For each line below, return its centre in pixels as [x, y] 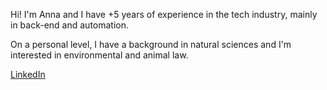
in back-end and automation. [70, 25]
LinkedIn [28, 74]
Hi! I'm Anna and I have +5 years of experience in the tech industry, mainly [164, 14]
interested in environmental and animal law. [99, 55]
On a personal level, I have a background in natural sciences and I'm [151, 44]
